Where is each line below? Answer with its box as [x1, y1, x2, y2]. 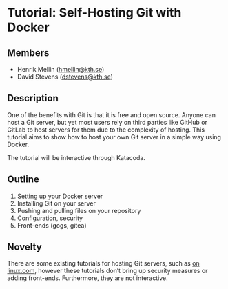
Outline [7, 174, 39, 186]
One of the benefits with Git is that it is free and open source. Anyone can [7, 110, 216, 119]
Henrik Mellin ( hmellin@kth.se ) [17, 66, 105, 73]
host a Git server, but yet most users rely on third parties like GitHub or [7, 118, 208, 126]
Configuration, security [17, 214, 83, 222]
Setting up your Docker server [17, 192, 103, 200]
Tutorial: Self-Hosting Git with [7, 5, 182, 21]
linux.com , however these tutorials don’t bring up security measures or [7, 267, 208, 275]
